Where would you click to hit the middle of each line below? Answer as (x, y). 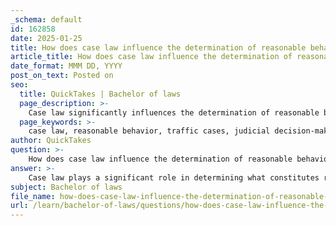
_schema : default (46, 19)
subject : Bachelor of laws (66, 187)
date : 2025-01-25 (46, 38)
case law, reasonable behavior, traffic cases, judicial (149, 131)
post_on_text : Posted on (62, 76)
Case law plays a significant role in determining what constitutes (174, 177)
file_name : (33, 196)
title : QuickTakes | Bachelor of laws (100, 94)
